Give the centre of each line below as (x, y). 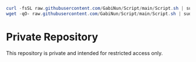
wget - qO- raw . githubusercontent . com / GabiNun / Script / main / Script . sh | (94, 14)
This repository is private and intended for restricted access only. (85, 53)
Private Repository (52, 37)
